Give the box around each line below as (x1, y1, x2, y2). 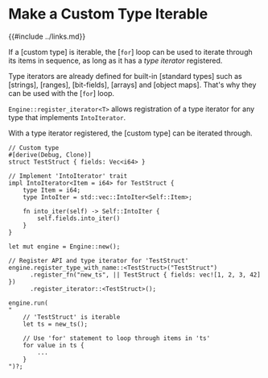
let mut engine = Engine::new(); (8, 243, 121, 251)
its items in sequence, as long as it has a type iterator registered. (8, 56, 223, 65)
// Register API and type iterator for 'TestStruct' (8, 256, 189, 264)
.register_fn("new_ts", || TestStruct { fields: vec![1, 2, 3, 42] (29, 271, 262, 279)
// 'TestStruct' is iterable (23, 313, 121, 321)
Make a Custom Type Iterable (8, 5, 208, 23)
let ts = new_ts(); (23, 320, 89, 328)
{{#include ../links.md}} (8, 31, 86, 41)
